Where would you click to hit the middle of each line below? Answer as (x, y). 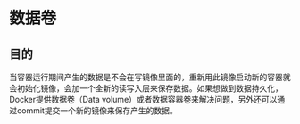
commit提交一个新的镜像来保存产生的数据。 (97, 111)
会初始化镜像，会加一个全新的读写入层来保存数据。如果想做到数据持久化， (146, 88)
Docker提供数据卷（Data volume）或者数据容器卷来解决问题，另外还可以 (143, 99)
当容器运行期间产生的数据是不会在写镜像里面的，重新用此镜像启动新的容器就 (150, 77)
